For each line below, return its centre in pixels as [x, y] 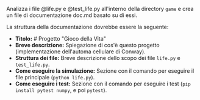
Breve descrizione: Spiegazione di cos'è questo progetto [87, 45]
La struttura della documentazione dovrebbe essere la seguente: [87, 27]
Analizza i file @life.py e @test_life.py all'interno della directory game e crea [100, 9]
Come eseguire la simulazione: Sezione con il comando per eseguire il [105, 71]
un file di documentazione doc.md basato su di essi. [72, 15]
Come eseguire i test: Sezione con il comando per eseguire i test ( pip [103, 84]
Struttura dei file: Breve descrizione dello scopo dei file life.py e [98, 58]
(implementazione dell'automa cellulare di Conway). [80, 52]
